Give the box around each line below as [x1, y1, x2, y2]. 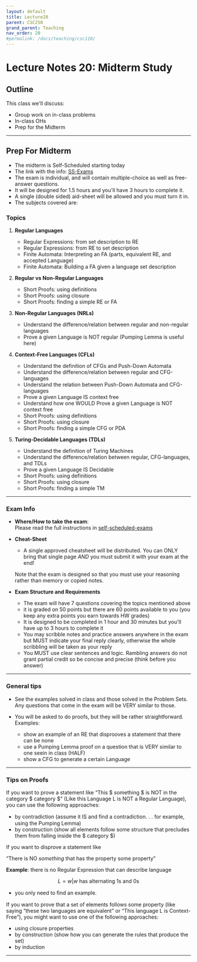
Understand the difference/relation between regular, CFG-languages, [23, 453, 191, 460]
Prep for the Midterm [14, 124, 66, 131]
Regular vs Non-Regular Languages [14, 275, 104, 282]
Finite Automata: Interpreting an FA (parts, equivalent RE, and [23, 251, 171, 258]
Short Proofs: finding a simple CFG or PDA [23, 425, 126, 432]
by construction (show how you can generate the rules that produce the [14, 931, 189, 938]
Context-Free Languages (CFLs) [14, 351, 95, 358]
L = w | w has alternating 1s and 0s [57, 878, 140, 885]
